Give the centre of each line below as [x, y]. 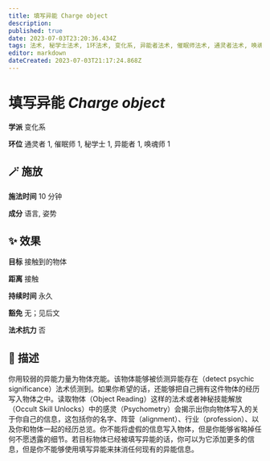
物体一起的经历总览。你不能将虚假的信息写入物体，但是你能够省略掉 [142, 429]
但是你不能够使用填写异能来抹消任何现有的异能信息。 [110, 449]
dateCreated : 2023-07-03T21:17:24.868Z [75, 61]
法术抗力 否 [27, 330]
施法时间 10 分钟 [35, 196]
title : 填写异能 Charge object [58, 16]
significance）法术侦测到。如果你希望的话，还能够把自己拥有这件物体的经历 [134, 389]
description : [30, 23]
